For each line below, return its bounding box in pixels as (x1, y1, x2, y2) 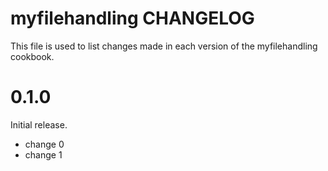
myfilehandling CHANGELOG (10, 7, 255, 30)
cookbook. (10, 50, 55, 62)
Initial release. (10, 118, 68, 131)
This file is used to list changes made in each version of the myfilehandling (10, 40, 318, 52)
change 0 (24, 138, 65, 150)
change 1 (24, 148, 63, 161)
